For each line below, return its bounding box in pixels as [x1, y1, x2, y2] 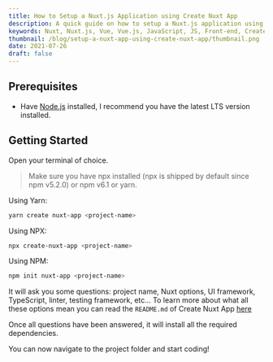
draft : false [8, 50, 53, 58]
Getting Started [8, 133, 89, 147]
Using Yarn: [8, 195, 48, 205]
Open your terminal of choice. [8, 155, 109, 165]
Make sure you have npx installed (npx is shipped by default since [28, 171, 249, 181]
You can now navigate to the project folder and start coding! [8, 344, 210, 354]
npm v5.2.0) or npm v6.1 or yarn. [28, 180, 138, 190]
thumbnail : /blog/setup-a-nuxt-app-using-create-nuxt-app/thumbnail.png [8, 34, 260, 43]
